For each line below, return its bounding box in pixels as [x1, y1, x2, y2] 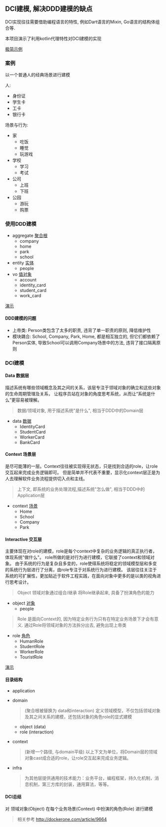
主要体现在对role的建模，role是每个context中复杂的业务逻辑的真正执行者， [5, 548, 157, 554]
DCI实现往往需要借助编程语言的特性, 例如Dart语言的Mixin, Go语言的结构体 [5, 19, 156, 25]
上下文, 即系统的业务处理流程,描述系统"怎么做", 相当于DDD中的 [17, 486, 145, 492]
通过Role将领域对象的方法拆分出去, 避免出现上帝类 [24, 622, 127, 628]
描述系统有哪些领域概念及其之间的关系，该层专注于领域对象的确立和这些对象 [5, 385, 161, 390]
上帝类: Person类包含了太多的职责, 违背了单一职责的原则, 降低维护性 [12, 327, 152, 333]
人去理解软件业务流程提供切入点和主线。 [5, 475, 87, 482]
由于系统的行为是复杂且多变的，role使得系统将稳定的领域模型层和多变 [14, 560, 157, 566]
